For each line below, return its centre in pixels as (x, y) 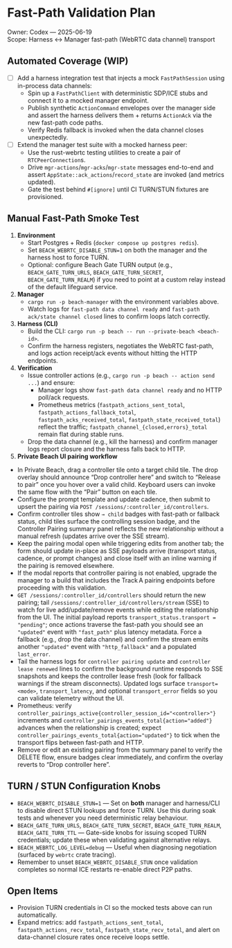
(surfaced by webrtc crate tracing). (66, 854)
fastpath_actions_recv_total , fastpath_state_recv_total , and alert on (118, 930)
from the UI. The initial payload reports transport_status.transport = (116, 617)
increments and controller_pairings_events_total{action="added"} (115, 720)
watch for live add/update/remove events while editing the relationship (118, 610)
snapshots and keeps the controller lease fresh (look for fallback (109, 676)
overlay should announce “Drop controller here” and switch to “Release (119, 477)
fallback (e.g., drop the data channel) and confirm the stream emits (113, 639)
